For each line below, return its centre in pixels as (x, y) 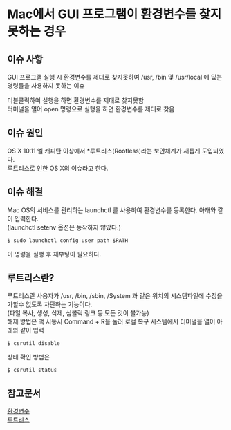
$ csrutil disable (34, 344)
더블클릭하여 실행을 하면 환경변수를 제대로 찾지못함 (75, 100)
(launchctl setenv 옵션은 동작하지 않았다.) (64, 227)
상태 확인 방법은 (29, 357)
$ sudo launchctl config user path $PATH (68, 240)
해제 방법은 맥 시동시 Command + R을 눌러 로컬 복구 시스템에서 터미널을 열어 (111, 321)
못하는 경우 (37, 31)
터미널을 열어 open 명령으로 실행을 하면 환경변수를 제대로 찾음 (91, 109)
